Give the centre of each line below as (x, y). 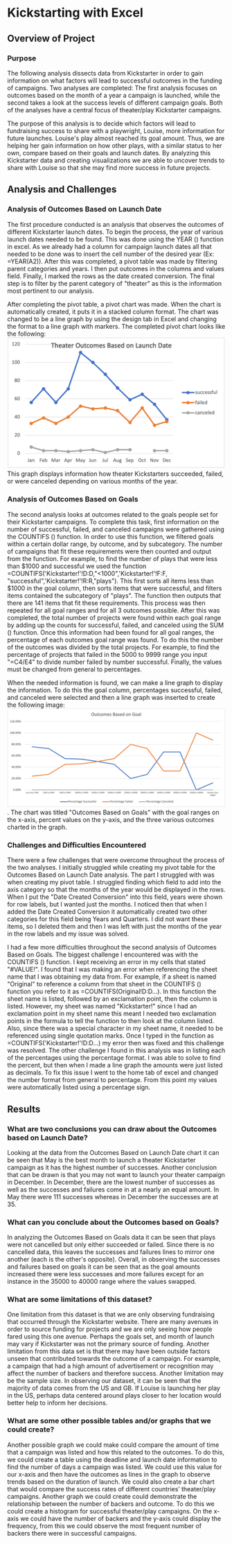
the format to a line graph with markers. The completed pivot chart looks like (116, 326)
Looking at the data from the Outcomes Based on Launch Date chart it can (113, 1152)
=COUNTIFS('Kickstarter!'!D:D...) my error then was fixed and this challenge (116, 1043)
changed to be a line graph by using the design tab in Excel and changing (112, 319)
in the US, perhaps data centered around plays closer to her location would (114, 1396)
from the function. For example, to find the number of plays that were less (113, 558)
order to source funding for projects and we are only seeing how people (110, 1329)
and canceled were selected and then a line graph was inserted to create (111, 697)
